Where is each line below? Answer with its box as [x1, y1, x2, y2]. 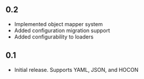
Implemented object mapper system [14, 20, 103, 27]
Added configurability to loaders [14, 33, 93, 40]
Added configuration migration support [14, 27, 111, 34]
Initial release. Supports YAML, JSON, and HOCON [14, 66, 139, 73]
